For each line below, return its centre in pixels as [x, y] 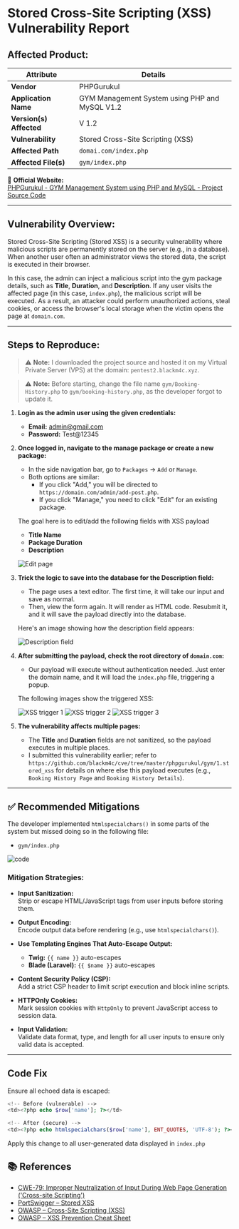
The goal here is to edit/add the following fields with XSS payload [113, 521]
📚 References [39, 1167]
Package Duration [55, 542]
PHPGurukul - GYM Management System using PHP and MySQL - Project [115, 188]
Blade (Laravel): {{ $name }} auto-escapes [92, 965]
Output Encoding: [44, 922]
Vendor [24, 87]
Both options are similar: [64, 476]
